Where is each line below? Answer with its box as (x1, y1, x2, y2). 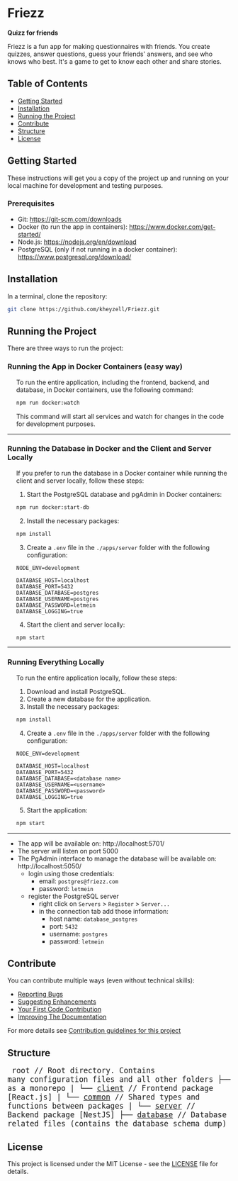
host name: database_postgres (49, 914, 138, 923)
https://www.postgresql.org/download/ (17, 252, 132, 261)
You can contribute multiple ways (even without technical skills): (7, 976, 195, 985)
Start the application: (26, 806, 88, 815)
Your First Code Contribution (17, 1005, 101, 1014)
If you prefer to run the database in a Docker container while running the (16, 469, 228, 477)
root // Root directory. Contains (11, 1065, 156, 1075)
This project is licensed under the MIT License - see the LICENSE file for (7, 1159, 218, 1168)
